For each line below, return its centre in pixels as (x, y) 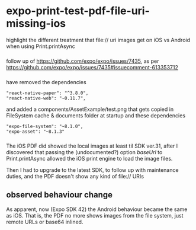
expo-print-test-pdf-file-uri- (78, 11)
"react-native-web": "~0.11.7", (46, 98)
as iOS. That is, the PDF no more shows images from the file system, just (95, 215)
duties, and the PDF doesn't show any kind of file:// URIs (75, 176)
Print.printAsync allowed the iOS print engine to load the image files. (89, 158)
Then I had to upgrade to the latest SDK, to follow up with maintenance (92, 170)
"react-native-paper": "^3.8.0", (47, 93)
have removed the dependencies (46, 82)
